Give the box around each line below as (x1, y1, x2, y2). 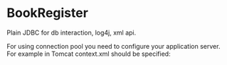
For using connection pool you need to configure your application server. (6, 42, 221, 50)
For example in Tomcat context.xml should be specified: (6, 49, 171, 58)
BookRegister (6, 5, 88, 21)
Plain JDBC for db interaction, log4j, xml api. (6, 28, 137, 37)
